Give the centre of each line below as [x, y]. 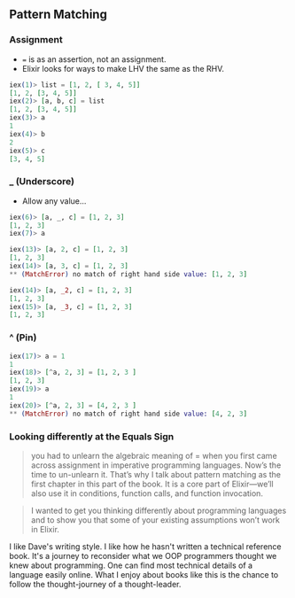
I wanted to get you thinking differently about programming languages [159, 510]
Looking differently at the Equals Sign [92, 436]
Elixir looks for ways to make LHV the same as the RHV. [123, 68]
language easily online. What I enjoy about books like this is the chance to [144, 574]
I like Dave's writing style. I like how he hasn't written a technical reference [145, 546]
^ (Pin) [23, 338]
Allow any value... [54, 201]
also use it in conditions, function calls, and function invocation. [147, 493]
